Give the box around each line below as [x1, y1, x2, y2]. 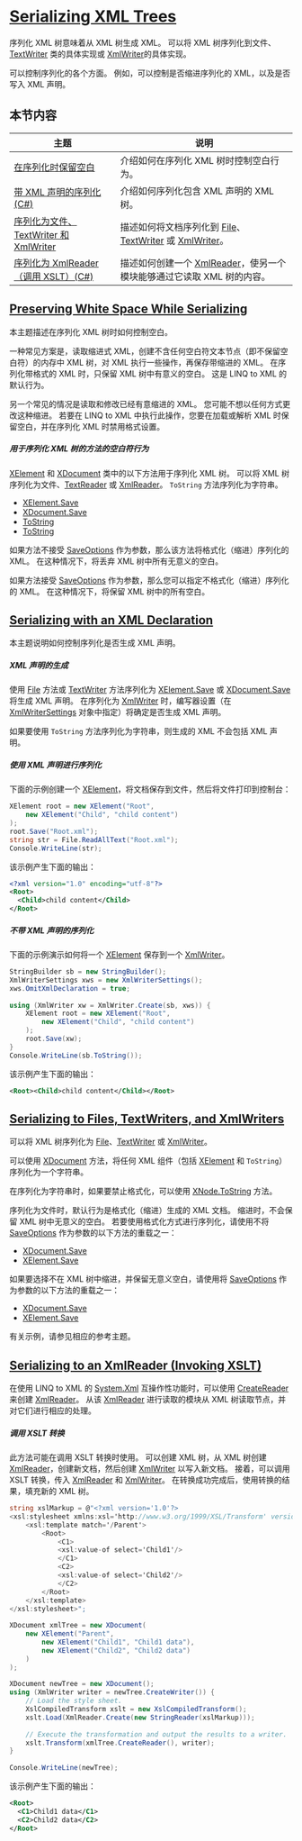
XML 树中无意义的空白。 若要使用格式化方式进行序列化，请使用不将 [19, 1216, 270, 1227]
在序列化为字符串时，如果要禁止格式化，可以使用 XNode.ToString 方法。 [9, 1186, 278, 1197]
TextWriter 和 [13, 228, 70, 240]
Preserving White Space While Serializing [9, 302, 248, 317]
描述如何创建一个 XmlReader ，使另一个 [120, 257, 286, 269]
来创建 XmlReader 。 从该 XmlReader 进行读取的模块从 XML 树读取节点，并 [9, 1394, 287, 1405]
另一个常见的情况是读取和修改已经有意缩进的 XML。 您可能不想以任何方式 [9, 398, 283, 409]
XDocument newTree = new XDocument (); [9, 1680, 155, 1689]
